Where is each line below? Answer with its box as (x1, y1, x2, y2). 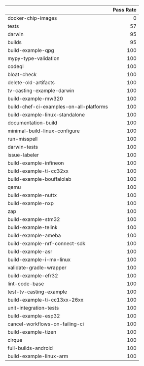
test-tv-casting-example (7, 288, 68, 295)
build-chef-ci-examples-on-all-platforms (7, 104, 108, 110)
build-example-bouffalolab (7, 176, 72, 182)
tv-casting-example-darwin (7, 87, 74, 94)
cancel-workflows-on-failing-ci (7, 320, 84, 327)
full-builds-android (7, 345, 53, 351)
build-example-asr (7, 248, 53, 255)
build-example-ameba (7, 232, 61, 239)
